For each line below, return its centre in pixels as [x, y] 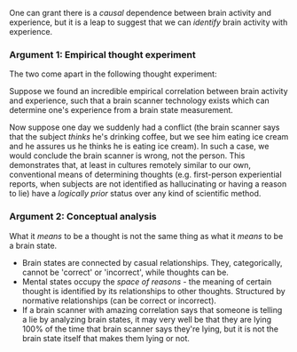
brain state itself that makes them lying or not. [106, 338]
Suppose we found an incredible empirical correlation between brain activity [148, 92]
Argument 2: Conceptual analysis [83, 217]
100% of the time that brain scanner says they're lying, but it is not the [150, 329]
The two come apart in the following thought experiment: [113, 74]
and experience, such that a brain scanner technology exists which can [140, 100]
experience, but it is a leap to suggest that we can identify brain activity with [148, 22]
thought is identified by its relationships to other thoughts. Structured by [153, 291]
